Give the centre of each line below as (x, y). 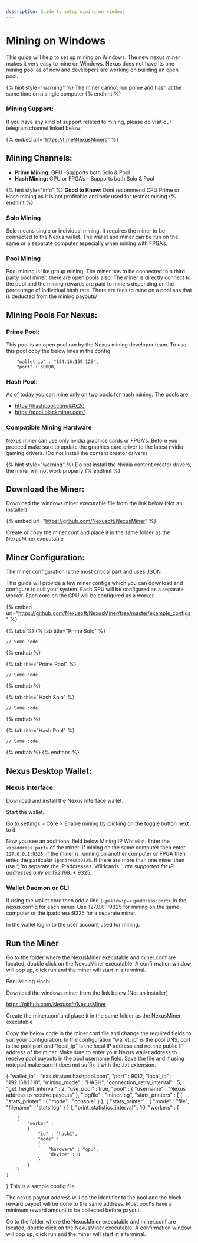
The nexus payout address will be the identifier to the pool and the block (94, 1197)
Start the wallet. (25, 812)
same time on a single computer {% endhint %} (64, 94)
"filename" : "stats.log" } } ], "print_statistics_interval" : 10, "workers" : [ (93, 1107)
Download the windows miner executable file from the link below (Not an (94, 503)
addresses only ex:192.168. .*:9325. (49, 872)
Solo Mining (24, 218)
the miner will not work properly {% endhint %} (63, 470)
